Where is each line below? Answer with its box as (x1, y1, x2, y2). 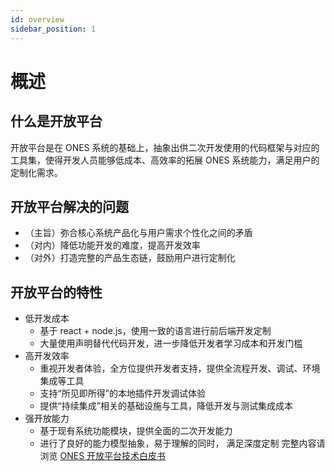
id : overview (10, 14, 65, 25)
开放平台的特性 (10, 284, 103, 301)
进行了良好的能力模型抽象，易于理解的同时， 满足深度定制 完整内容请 (39, 437, 326, 450)
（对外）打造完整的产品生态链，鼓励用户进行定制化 (24, 252, 236, 264)
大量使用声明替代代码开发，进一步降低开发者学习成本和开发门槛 (39, 337, 303, 350)
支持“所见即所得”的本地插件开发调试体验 (39, 387, 206, 400)
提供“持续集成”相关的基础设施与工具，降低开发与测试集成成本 (39, 400, 293, 412)
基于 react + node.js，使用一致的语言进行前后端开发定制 (39, 325, 272, 337)
